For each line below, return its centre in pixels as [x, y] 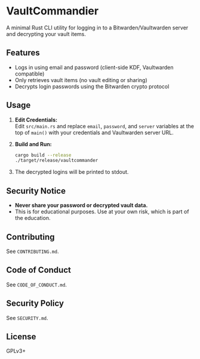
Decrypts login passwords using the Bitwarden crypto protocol [92, 86]
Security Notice [36, 191]
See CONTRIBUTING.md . [33, 251]
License [21, 337]
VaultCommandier [53, 11]
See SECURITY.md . [27, 318]
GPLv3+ [16, 351]
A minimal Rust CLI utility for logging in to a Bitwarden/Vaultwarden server [97, 28]
